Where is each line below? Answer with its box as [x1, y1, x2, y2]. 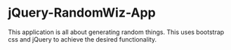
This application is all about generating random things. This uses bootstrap [8, 28, 225, 36]
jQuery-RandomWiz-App [8, 5, 157, 21]
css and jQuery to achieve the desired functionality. [8, 35, 157, 43]
